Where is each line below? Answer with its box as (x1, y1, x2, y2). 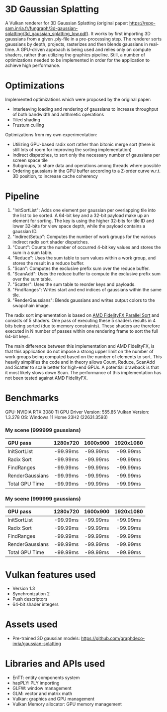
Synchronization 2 (12, 591, 50, 597)
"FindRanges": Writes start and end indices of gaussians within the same (12, 286, 162, 292)
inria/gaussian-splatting (12, 641, 61, 647)
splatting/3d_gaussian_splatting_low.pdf (5, 30, 87, 36)
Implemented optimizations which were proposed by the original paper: (5, 96, 152, 102)
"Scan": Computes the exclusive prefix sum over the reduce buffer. (12, 265, 150, 271)
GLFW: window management (12, 685, 72, 692)
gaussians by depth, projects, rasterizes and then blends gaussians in (5, 41, 148, 47)
